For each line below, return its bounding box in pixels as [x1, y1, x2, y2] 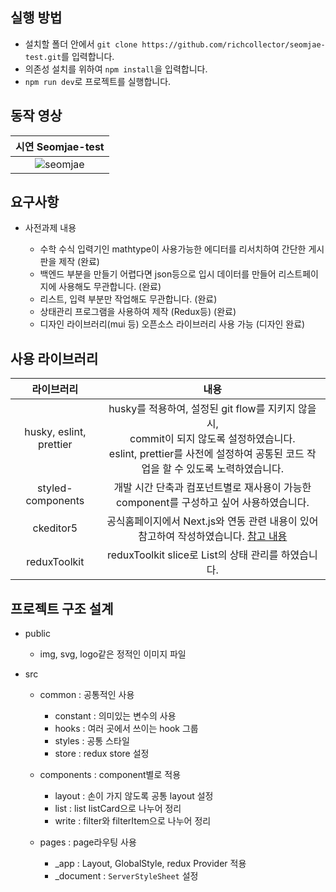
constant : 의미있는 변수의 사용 [54, 710, 177, 722]
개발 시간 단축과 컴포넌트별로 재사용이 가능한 [113, 481, 312, 495]
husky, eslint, [24, 425, 87, 439]
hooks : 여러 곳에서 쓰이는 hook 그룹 [54, 723, 199, 735]
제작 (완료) [58, 256, 100, 268]
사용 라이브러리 [10, 350, 99, 367]
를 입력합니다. [61, 50, 115, 62]
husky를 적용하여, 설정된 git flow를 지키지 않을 [108, 402, 317, 416]
